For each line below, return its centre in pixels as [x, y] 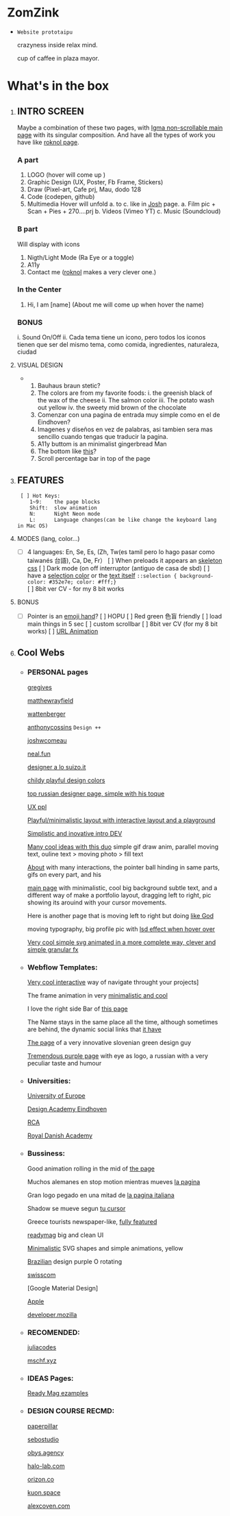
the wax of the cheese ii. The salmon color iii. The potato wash [126, 400]
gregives [40, 687]
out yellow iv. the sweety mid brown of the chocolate [112, 408]
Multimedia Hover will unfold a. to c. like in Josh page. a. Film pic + [121, 204]
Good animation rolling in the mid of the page [91, 1168]
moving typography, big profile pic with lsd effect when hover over [121, 929]
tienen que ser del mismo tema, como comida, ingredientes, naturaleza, [118, 345]
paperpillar [42, 1426]
